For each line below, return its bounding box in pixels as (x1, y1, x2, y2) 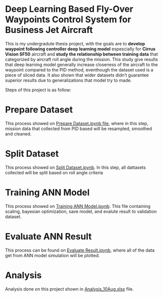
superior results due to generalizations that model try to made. (5, 77, 132, 83)
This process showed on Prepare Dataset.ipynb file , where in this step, (5, 120, 149, 126)
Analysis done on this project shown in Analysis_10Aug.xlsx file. (5, 286, 134, 292)
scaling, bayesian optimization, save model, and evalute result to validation (5, 208, 157, 214)
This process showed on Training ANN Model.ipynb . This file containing (5, 203, 151, 209)
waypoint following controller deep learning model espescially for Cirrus (5, 46, 156, 52)
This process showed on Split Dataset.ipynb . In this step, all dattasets (5, 164, 146, 170)
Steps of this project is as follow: (5, 87, 71, 93)
